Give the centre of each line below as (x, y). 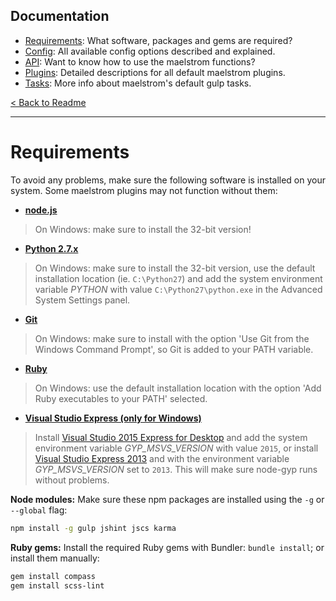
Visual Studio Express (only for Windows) (113, 418)
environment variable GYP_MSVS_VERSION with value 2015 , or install (176, 448)
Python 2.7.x (51, 248)
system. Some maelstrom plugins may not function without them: (144, 190)
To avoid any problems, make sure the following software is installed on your (168, 180)
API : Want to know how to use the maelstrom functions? (140, 61)
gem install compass (53, 576)
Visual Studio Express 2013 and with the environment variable (162, 458)
